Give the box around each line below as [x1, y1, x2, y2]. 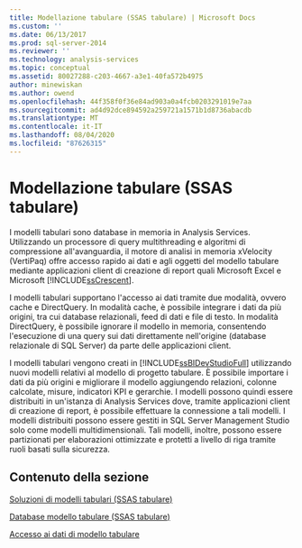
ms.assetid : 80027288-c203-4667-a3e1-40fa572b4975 [9, 72, 204, 81]
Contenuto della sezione [9, 470, 150, 485]
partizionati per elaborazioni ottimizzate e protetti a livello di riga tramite [9, 434, 277, 444]
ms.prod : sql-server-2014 [9, 38, 106, 48]
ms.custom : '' [9, 22, 63, 31]
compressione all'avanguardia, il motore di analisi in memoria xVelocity [9, 245, 273, 257]
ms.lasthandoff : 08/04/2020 [9, 131, 115, 140]
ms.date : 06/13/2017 [9, 30, 87, 39]
